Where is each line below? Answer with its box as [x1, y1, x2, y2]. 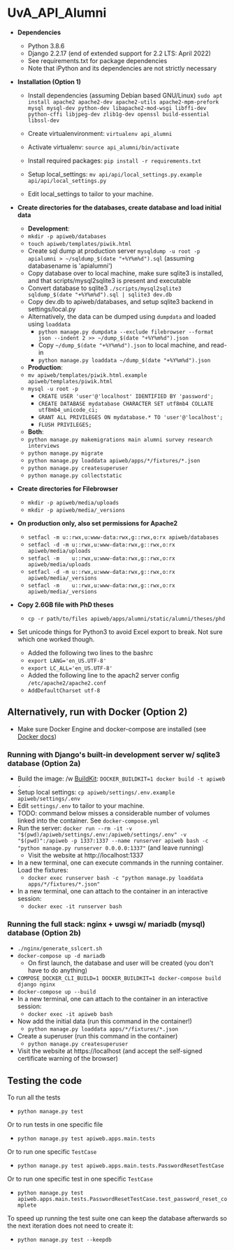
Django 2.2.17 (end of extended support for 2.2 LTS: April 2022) [27, 49, 212, 57]
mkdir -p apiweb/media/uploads [27, 499, 119, 506]
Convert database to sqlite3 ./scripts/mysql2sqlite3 [27, 284, 182, 292]
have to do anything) [27, 966, 88, 975]
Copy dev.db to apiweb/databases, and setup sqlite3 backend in [27, 297, 214, 305]
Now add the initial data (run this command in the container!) [17, 1017, 192, 1026]
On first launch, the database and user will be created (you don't [27, 959, 214, 968]
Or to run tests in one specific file [7, 1120, 103, 1129]
